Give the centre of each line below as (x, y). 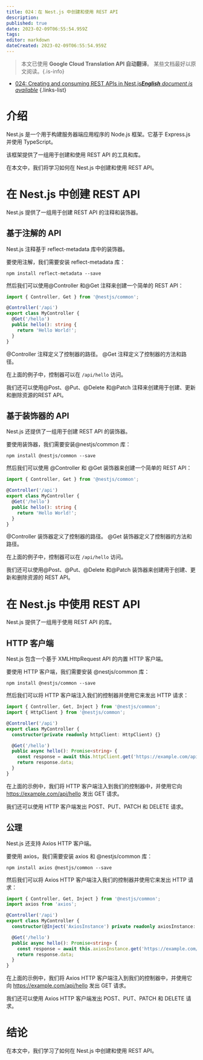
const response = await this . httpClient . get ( (76, 757)
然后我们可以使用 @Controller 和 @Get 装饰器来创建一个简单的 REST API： (99, 468)
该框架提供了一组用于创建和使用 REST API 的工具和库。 (75, 155)
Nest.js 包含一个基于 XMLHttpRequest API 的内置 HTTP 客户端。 (86, 659)
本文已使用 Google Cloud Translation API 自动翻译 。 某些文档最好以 (106, 64)
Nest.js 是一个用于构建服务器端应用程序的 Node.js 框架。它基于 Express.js (98, 134)
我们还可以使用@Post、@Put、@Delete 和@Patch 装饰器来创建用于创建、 (98, 570)
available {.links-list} (41, 90)
